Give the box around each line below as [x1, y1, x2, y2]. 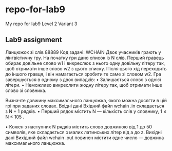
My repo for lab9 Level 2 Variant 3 [5, 21, 78, 27]
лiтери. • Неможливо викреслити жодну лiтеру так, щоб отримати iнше [5, 82, 163, 88]
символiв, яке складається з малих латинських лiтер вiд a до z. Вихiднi [5, 129, 162, 135]
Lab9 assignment [5, 35, 63, 44]
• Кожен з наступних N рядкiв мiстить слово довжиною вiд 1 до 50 [5, 123, 152, 129]
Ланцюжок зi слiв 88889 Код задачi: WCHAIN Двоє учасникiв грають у [5, 49, 161, 55]
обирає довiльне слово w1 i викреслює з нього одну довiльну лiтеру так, [5, 60, 165, 66]
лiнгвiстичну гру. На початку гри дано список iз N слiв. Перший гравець [5, 54, 164, 61]
